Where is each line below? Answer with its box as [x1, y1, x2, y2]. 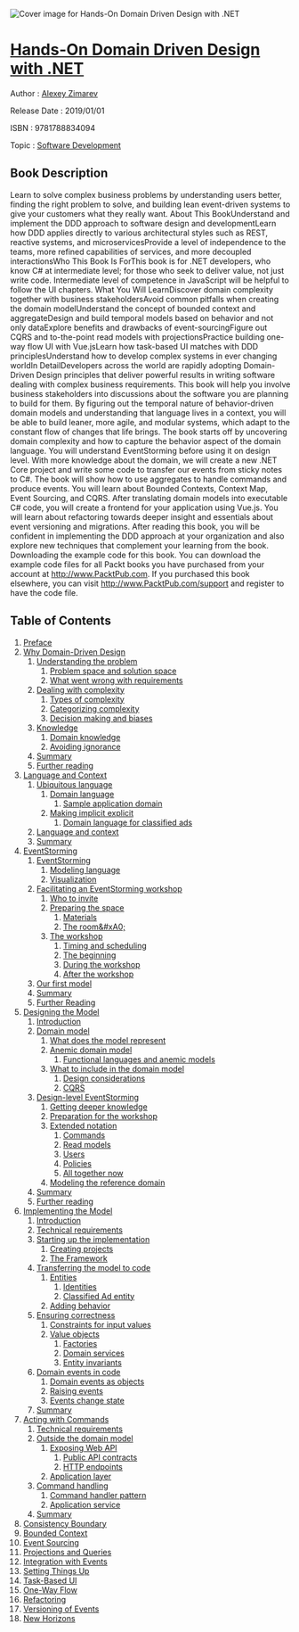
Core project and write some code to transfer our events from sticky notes [10, 464, 283, 474]
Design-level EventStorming [36, 1092, 140, 1102]
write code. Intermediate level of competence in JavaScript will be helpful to [10, 275, 290, 285]
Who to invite [49, 893, 99, 903]
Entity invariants [62, 1356, 123, 1368]
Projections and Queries [22, 1546, 112, 1557]
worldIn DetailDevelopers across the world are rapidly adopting [10, 359, 242, 370]
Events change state [49, 1395, 125, 1405]
